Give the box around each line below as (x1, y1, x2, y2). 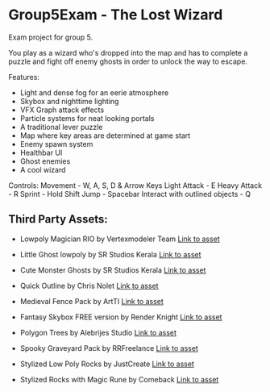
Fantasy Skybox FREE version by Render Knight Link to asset (19, 312, 222, 322)
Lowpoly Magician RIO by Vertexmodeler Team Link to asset (19, 234, 220, 244)
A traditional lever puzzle (19, 122, 103, 131)
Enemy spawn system (19, 139, 93, 148)
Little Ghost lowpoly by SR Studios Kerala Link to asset (19, 249, 201, 259)
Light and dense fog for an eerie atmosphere (19, 87, 169, 98)
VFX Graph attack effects (19, 105, 105, 115)
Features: (8, 72, 40, 81)
